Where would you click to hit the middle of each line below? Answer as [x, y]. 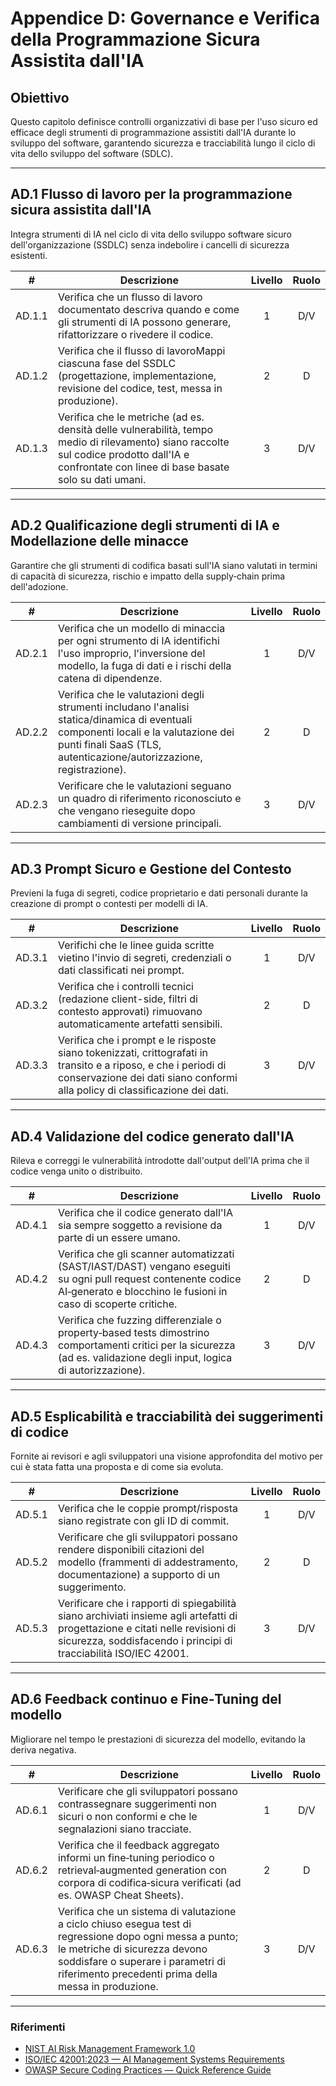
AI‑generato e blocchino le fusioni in [142, 1292]
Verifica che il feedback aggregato [138, 1845]
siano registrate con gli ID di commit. [143, 1521]
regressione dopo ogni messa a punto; [147, 1936]
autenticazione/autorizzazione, [130, 757]
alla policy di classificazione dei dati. [143, 1090]
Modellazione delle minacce [99, 541]
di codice [39, 1432]
